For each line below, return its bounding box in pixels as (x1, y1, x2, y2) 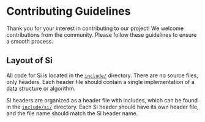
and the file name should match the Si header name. (6, 109, 138, 117)
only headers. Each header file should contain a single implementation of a (6, 78, 195, 85)
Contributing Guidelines (6, 4, 131, 18)
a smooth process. (6, 37, 54, 45)
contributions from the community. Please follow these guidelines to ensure (6, 31, 197, 38)
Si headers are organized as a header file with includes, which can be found (6, 96, 198, 104)
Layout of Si (6, 55, 53, 66)
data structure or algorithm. (6, 85, 76, 92)
